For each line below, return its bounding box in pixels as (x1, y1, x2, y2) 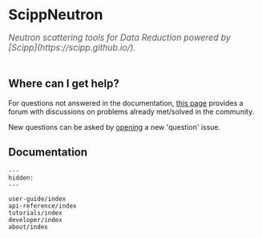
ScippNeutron (8, 6, 103, 24)
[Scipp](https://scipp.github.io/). (8, 42, 136, 53)
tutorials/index (8, 208, 62, 217)
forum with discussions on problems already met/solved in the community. (8, 107, 255, 116)
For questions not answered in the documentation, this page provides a (8, 98, 244, 107)
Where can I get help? (8, 77, 120, 91)
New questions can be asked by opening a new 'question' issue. (8, 122, 221, 131)
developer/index (8, 216, 62, 224)
